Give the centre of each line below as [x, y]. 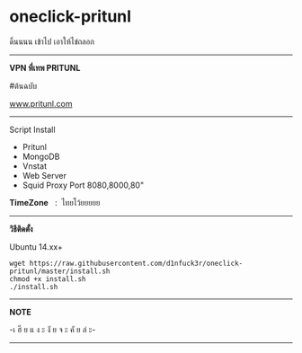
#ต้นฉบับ [23, 85]
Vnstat [35, 166]
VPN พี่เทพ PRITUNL [45, 67]
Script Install [32, 129]
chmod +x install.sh [48, 279]
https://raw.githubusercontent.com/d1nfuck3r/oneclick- [136, 263]
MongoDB [41, 156]
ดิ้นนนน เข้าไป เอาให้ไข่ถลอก [52, 41]
